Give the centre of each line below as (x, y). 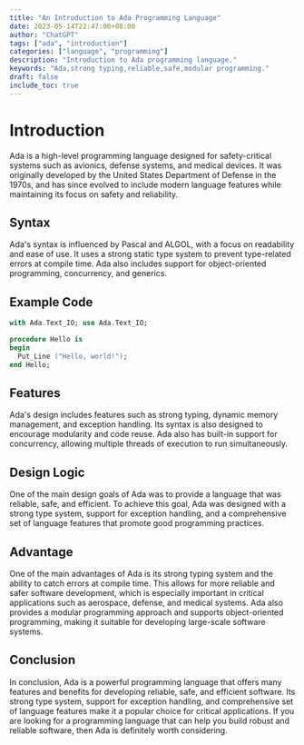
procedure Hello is (46, 340)
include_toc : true (44, 85)
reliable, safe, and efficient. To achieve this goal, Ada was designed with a (148, 504)
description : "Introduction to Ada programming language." (123, 60)
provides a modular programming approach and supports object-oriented (147, 612)
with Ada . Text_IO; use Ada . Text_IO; (78, 323)
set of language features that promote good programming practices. (137, 523)
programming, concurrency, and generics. (88, 273)
